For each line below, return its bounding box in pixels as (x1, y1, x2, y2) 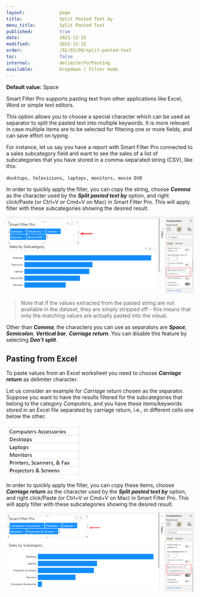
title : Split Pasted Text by (6, 16, 113, 22)
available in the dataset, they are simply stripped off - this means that (20, 306, 191, 313)
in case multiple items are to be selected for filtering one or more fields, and (6, 125, 192, 132)
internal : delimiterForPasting (6, 60, 111, 66)
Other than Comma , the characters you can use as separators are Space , (6, 324, 187, 331)
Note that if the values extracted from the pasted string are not (20, 299, 175, 307)
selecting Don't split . (6, 336, 58, 344)
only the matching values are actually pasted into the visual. (20, 312, 168, 319)
